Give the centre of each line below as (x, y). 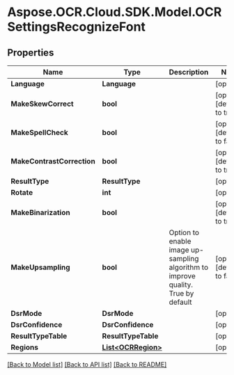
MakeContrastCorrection (53, 161)
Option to (184, 232)
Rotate (22, 192)
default (181, 302)
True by (181, 293)
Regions (25, 347)
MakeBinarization (41, 213)
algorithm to (189, 267)
